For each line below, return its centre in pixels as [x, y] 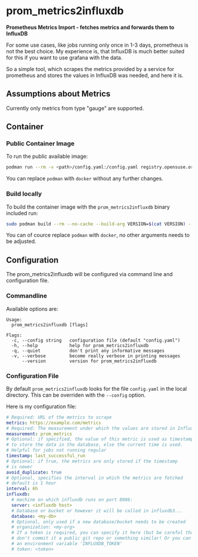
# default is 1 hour [32, 483]
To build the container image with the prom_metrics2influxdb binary [88, 207]
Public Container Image [40, 144]
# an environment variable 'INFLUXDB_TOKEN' [67, 544]
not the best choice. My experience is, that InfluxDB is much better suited [95, 51]
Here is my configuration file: [41, 406]
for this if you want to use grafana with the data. [64, 57]
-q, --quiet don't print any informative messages [88, 351]
